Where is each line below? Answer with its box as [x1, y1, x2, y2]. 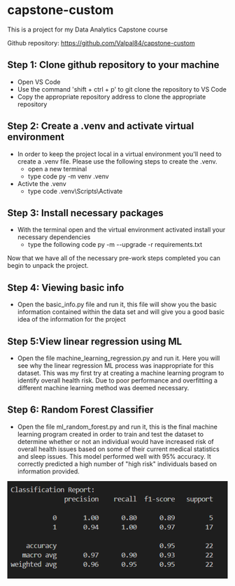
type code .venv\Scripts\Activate [27, 187, 123, 195]
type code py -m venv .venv [27, 172, 110, 180]
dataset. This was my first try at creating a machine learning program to [17, 369, 225, 377]
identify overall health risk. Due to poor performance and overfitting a [17, 376, 218, 385]
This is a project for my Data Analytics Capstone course [7, 25, 168, 34]
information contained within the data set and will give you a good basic [17, 308, 225, 316]
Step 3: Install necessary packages [7, 207, 164, 219]
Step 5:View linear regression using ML [7, 335, 183, 348]
